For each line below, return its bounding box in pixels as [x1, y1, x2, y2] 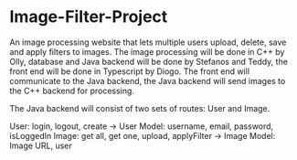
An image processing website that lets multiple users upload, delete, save [9, 37, 287, 48]
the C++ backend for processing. [9, 85, 135, 96]
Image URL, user [9, 140, 72, 151]
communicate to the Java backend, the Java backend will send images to [9, 75, 286, 86]
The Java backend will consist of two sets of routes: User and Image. [9, 102, 270, 113]
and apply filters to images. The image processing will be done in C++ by [9, 46, 285, 57]
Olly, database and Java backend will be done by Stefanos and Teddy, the [9, 56, 288, 67]
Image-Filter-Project [9, 6, 168, 27]
